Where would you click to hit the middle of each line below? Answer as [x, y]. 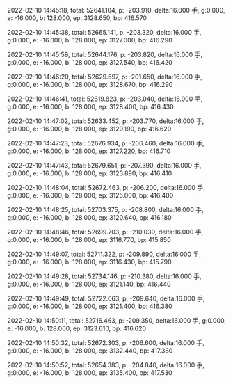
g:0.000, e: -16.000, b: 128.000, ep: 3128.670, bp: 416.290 [90, 85]
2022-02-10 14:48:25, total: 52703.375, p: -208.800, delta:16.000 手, [105, 210]
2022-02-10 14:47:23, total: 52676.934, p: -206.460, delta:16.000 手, [106, 143]
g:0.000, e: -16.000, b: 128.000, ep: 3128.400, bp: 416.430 [90, 107]
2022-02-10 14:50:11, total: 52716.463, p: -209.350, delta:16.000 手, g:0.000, [116, 321]
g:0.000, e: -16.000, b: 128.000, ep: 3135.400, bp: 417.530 [90, 373]
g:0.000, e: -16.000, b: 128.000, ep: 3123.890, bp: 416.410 [90, 173]
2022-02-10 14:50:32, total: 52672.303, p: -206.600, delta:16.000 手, [106, 343]
